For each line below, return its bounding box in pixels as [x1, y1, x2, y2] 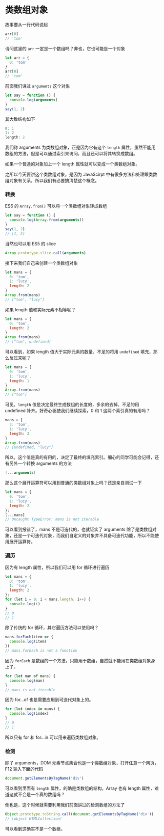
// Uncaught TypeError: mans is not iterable [5, 517, 99, 522]
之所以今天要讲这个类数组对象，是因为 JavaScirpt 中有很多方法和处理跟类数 [5, 171, 158, 177]
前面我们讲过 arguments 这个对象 [5, 83, 70, 89]
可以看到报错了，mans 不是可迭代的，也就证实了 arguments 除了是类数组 [5, 526, 152, 533]
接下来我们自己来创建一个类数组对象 [5, 260, 78, 266]
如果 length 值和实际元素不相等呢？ [5, 306, 76, 312]
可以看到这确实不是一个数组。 [5, 826, 65, 832]
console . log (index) [9, 711, 49, 716]
